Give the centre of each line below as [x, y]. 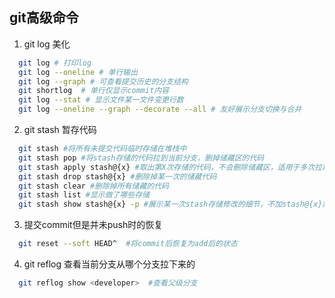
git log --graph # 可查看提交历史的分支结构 [103, 81]
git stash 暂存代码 [60, 130]
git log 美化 [47, 44]
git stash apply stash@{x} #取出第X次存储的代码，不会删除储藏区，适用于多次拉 [170, 167]
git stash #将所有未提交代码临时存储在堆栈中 [102, 149]
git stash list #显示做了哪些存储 [84, 195]
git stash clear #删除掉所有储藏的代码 [93, 186]
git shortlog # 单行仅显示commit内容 [94, 91]
